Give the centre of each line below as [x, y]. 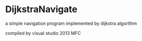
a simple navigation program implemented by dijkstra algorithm [71, 23]
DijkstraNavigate [41, 9]
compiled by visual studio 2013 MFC [43, 33]
